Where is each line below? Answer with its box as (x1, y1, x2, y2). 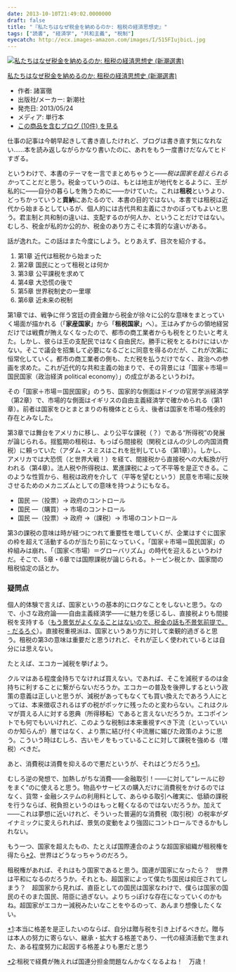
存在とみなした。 (7, 414, 57, 422)
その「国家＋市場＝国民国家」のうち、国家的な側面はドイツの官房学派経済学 (7, 388, 229, 396)
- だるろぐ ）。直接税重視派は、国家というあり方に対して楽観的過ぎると (7, 627, 212, 635)
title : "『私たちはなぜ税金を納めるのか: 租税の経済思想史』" (7, 23, 168, 30)
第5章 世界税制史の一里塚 (17, 287, 91, 295)
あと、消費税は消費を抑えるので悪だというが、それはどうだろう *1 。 (7, 760, 204, 768)
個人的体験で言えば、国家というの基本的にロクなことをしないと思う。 (7, 601, 211, 609)
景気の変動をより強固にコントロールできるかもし (86, 819, 229, 827)
